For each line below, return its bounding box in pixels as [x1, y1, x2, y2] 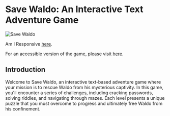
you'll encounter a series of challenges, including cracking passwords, [5, 90, 154, 96]
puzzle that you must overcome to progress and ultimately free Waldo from [5, 100, 163, 106]
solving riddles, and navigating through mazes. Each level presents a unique [5, 95, 165, 101]
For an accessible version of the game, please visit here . [5, 51, 124, 57]
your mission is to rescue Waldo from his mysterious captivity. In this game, [5, 84, 164, 90]
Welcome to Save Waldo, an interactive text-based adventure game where [5, 79, 161, 85]
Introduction [5, 65, 46, 74]
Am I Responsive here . [5, 41, 52, 47]
